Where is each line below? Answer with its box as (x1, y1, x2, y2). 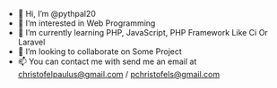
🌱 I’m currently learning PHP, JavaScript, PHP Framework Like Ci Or (17, 28, 269, 37)
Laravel (17, 36, 46, 47)
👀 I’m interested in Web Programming (17, 18, 156, 28)
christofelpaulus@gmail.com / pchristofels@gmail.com (17, 69, 221, 79)
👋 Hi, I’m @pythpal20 (17, 9, 97, 19)
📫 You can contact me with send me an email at (17, 56, 197, 67)
